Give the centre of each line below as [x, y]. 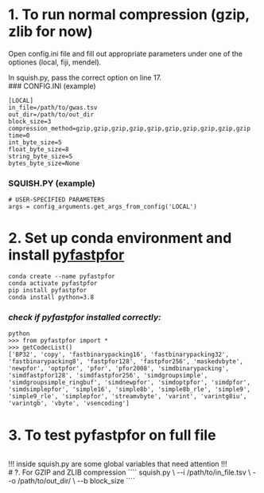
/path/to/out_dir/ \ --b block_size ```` [76, 481]
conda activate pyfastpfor [53, 284]
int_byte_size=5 [35, 142]
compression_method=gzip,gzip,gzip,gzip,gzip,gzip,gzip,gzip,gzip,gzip [129, 128]
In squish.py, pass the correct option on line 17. [85, 77]
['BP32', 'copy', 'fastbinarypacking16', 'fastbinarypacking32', [118, 355]
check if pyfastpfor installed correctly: [85, 318]
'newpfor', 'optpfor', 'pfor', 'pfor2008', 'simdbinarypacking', [118, 369]
